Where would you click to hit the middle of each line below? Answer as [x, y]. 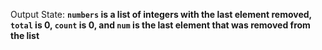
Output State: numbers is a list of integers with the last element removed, [161, 14]
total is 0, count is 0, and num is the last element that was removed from [160, 25]
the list [25, 35]
